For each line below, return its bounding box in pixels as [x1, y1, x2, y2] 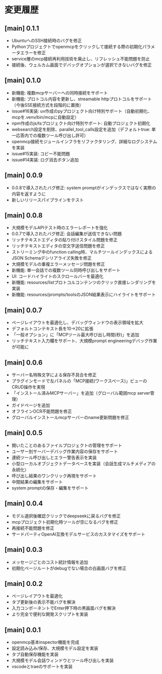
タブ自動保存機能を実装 [11, 652, 59, 657]
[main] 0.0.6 [4, 358, 43, 366]
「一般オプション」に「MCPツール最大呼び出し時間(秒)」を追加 [11, 332, 139, 338]
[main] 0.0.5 [4, 429, 43, 437]
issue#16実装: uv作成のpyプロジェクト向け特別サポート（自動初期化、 [11, 108, 152, 114]
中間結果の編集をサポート [11, 479, 63, 485]
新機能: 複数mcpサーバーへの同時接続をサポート [11, 90, 108, 95]
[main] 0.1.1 [4, 24, 39, 32]
